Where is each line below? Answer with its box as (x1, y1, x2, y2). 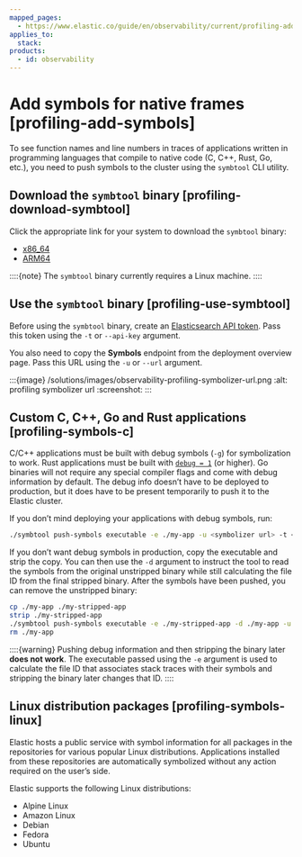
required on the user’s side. (9, 765, 111, 776)
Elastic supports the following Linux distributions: (9, 782, 191, 793)
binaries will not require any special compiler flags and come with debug (9, 467, 279, 478)
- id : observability (17, 55, 94, 64)
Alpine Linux (22, 800, 69, 811)
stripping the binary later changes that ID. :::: (9, 672, 174, 683)
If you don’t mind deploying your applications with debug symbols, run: (9, 513, 272, 524)
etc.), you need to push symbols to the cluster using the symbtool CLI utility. (9, 161, 289, 172)
